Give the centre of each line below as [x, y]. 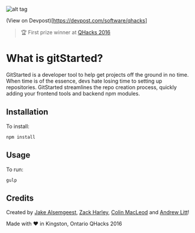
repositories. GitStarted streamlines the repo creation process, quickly [92, 87]
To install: [18, 126]
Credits [20, 198]
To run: [15, 169]
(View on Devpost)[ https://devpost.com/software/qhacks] [77, 20]
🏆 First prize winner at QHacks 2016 [65, 32]
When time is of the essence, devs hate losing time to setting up [84, 81]
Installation [27, 112]
